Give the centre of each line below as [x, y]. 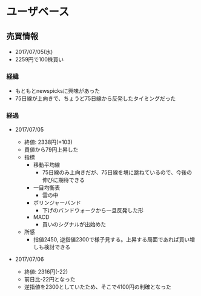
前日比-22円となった [50, 279]
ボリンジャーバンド [57, 203]
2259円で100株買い [39, 59]
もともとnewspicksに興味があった [58, 91]
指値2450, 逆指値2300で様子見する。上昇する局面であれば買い [111, 239]
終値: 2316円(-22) [46, 271]
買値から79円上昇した [51, 149]
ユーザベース [38, 12]
